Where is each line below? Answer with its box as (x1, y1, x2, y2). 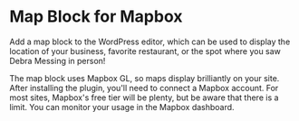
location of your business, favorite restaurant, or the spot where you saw (9, 45, 281, 56)
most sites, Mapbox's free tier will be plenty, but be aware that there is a (9, 92, 279, 103)
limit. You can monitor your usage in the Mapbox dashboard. (9, 101, 235, 112)
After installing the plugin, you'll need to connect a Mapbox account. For (9, 82, 279, 93)
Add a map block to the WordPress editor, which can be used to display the (9, 36, 291, 47)
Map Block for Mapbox (9, 6, 183, 27)
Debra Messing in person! (9, 55, 106, 66)
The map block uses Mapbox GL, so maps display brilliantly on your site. (9, 72, 280, 83)
